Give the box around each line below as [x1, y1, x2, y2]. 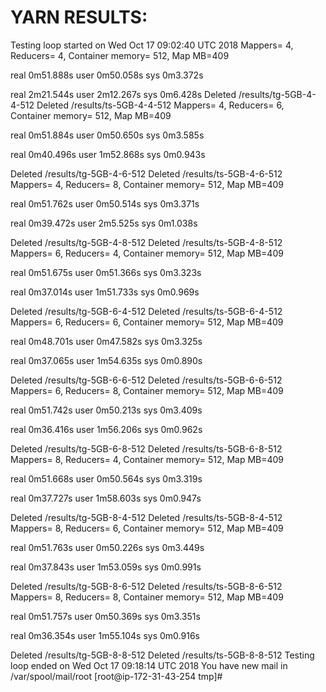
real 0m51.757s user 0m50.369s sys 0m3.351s [10, 610, 201, 622]
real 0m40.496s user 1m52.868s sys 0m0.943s [10, 148, 206, 160]
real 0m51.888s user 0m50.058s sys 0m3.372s [10, 69, 204, 81]
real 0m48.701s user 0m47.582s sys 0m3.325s [10, 335, 203, 347]
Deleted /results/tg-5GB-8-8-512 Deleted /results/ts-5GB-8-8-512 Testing [10, 649, 315, 661]
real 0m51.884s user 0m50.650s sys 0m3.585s [10, 129, 205, 141]
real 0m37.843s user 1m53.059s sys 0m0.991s [10, 561, 202, 573]
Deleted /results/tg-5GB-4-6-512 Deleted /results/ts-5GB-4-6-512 [10, 167, 283, 180]
